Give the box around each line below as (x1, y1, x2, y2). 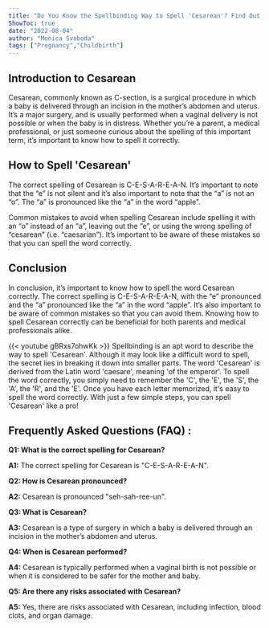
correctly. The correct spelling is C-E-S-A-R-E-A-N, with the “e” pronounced (8, 291, 262, 301)
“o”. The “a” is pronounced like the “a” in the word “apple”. (8, 197, 201, 206)
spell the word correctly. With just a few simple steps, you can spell (8, 392, 231, 402)
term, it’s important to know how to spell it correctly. (8, 135, 181, 145)
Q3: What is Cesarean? (8, 508, 87, 517)
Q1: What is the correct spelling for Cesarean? (8, 445, 165, 455)
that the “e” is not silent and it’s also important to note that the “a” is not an (8, 188, 255, 198)
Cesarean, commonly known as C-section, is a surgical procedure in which (8, 92, 257, 102)
